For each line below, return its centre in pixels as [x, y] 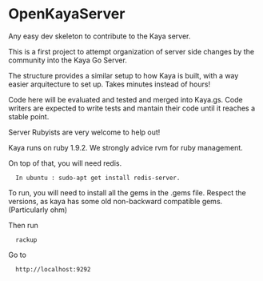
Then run [23, 225]
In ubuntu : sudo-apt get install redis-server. [98, 178]
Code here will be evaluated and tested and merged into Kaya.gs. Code [126, 99]
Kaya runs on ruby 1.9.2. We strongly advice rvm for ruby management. [126, 147]
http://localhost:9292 [53, 269]
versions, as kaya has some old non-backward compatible [104, 201]
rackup [26, 240]
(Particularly [28, 210]
